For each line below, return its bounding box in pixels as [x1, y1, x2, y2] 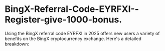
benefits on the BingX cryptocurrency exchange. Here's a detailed [5, 36, 141, 42]
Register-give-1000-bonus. [5, 14, 122, 25]
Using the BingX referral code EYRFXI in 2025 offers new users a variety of [5, 30, 160, 36]
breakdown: [5, 41, 30, 47]
